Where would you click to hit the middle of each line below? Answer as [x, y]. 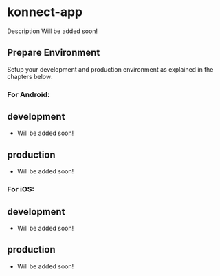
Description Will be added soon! [53, 31]
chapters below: [30, 76]
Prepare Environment [54, 53]
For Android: [29, 94]
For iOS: [21, 189]
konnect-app [45, 12]
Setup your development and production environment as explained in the [110, 69]
